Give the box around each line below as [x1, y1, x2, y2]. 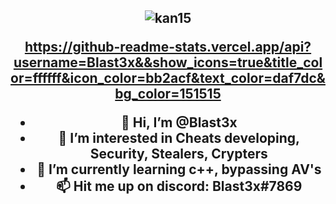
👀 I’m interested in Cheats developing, [58, 130, 301, 147]
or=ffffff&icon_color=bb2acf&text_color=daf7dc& [10, 70, 326, 87]
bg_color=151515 [114, 86, 222, 103]
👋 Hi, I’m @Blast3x [120, 114, 238, 131]
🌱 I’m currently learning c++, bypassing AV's [36, 161, 322, 178]
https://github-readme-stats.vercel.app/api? [24, 39, 312, 56]
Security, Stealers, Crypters [89, 146, 268, 163]
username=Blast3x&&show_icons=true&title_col [13, 54, 323, 71]
